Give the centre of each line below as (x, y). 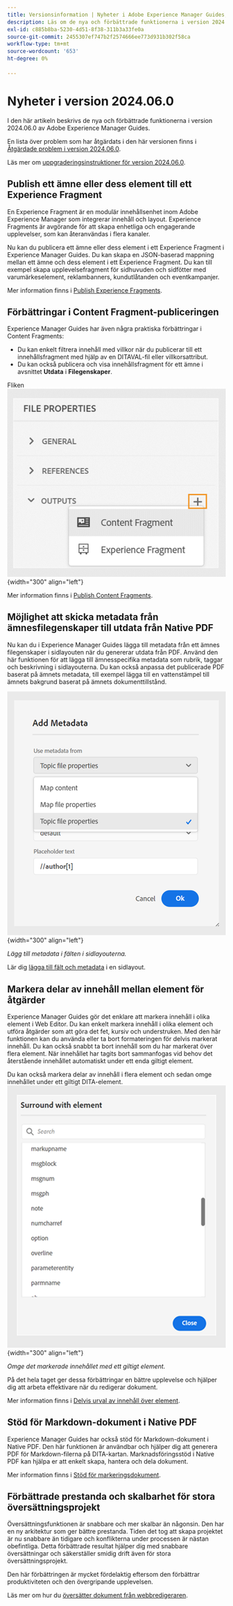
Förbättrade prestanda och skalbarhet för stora (111, 1497)
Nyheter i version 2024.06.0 (91, 101)
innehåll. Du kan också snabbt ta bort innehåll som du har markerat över (110, 1047)
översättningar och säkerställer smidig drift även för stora (89, 1554)
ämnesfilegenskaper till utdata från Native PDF (110, 628)
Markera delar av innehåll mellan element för (106, 989)
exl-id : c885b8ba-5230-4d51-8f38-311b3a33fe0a (76, 29)
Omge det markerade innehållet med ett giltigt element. (86, 1366)
